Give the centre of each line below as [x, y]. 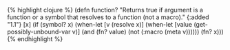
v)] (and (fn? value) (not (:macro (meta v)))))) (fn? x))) [148, 32]
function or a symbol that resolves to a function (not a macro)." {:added [108, 17]
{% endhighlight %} [35, 39]
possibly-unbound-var [39, 32]
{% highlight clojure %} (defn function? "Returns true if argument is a [105, 10]
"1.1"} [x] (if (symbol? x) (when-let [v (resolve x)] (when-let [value [100, 24]
